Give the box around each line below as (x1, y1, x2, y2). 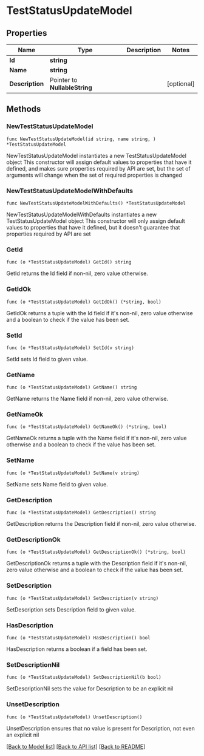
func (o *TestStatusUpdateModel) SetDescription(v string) (6, 595, 159, 601)
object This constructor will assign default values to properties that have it (6, 158, 192, 166)
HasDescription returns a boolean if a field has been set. (6, 645, 148, 653)
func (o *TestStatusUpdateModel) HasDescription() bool (6, 635, 151, 641)
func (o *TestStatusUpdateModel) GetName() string (6, 384, 137, 390)
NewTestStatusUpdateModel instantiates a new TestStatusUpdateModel (6, 152, 187, 159)
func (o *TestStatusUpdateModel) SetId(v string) (6, 344, 135, 351)
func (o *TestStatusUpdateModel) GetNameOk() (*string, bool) (6, 424, 167, 430)
